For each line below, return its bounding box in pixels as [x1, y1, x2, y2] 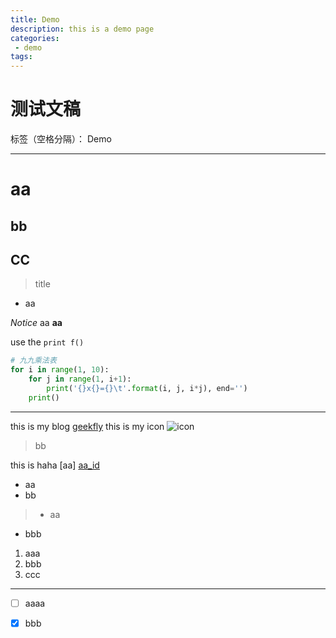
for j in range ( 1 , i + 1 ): [28, 374, 132, 385]
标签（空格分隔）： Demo [10, 133, 112, 145]
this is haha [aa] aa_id [10, 459, 100, 471]
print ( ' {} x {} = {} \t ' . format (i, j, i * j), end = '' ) [46, 384, 248, 394]
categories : [10, 33, 60, 43]
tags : [10, 52, 33, 62]
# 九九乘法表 [10, 356, 57, 366]
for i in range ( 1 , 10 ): [10, 365, 110, 375]
